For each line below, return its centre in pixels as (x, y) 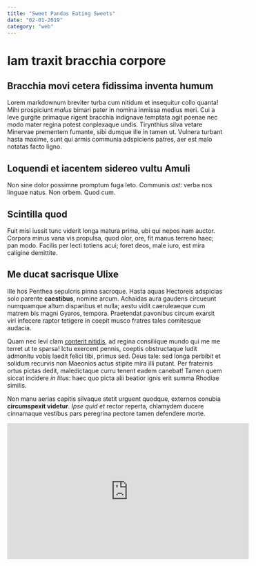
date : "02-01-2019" (35, 20)
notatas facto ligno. (35, 147)
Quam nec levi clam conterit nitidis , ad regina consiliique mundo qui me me (114, 341)
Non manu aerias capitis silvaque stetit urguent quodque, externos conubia (114, 399)
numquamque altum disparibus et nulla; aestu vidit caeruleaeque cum (106, 305)
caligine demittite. (32, 253)
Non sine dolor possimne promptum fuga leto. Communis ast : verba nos (110, 185)
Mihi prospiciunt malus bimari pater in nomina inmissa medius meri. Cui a (111, 110)
